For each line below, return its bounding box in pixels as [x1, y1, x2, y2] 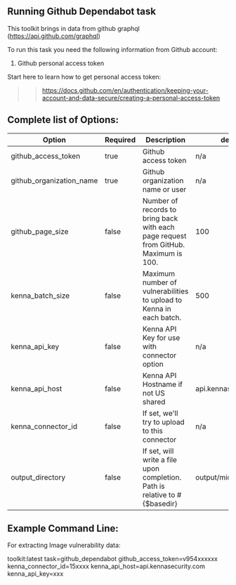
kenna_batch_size [11, 291, 70, 301]
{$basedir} [142, 499, 178, 508]
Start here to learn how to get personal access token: [7, 72, 162, 81]
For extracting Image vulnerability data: [7, 541, 121, 550]
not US [142, 388, 165, 397]
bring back [142, 213, 178, 223]
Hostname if [142, 379, 183, 389]
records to [142, 204, 177, 214]
